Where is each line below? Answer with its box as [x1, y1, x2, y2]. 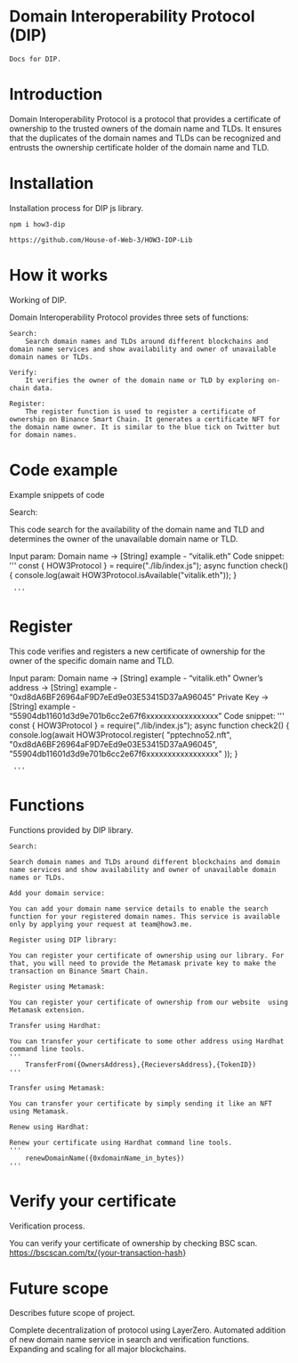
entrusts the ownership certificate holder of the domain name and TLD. [9, 142, 270, 152]
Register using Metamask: [9, 982, 105, 991]
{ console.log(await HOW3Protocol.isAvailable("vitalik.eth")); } [9, 569, 238, 580]
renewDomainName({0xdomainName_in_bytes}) [25, 1154, 185, 1163]
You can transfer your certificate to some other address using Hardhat [9, 1036, 285, 1046]
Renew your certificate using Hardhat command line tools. [9, 1138, 233, 1147]
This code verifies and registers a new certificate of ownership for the [9, 646, 266, 657]
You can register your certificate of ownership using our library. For [9, 951, 285, 959]
